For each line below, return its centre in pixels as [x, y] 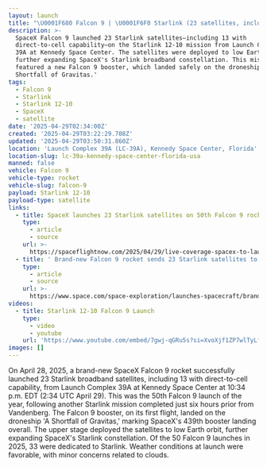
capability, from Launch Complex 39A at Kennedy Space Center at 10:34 [127, 387]
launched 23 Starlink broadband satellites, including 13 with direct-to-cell [128, 379]
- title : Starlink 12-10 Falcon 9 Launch [85, 311]
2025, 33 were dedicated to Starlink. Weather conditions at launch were [126, 446]
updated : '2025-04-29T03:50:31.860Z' [71, 141]
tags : [17, 82]
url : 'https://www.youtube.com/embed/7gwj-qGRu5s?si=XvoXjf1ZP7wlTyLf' [143, 341]
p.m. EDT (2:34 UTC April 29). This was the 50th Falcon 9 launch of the [125, 396]
